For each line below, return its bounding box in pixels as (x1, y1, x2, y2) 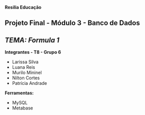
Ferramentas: (5, 90, 34, 96)
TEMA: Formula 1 (5, 36, 60, 44)
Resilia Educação (5, 5, 41, 10)
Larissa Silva (12, 59, 39, 65)
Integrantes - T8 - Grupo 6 (5, 49, 61, 55)
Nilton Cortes (12, 75, 40, 81)
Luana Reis (12, 64, 35, 70)
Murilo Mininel (12, 70, 42, 76)
